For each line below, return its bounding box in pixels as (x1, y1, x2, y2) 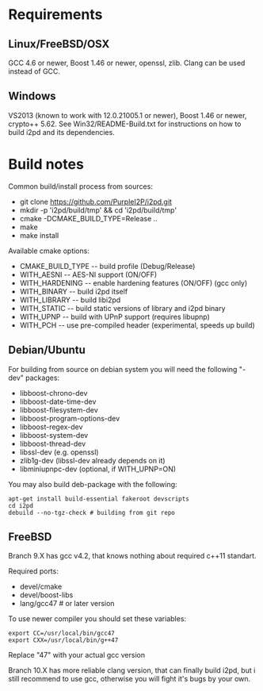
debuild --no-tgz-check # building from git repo (8, 509, 176, 516)
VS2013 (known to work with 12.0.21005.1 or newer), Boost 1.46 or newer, (8, 110, 247, 120)
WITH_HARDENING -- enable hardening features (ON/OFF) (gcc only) (19, 278, 248, 287)
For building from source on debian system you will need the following (8, 364, 238, 374)
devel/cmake (19, 582, 63, 592)
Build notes (8, 155, 85, 173)
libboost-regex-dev (19, 422, 83, 432)
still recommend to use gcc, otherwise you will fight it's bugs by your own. (8, 674, 251, 684)
